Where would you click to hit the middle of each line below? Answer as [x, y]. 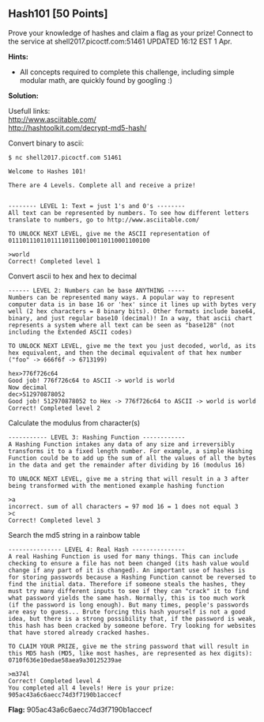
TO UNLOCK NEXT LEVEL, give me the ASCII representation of [109, 233]
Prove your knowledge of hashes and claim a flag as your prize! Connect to [131, 32]
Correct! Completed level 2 [55, 408]
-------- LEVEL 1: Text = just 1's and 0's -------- [97, 206]
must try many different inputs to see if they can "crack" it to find [128, 591]
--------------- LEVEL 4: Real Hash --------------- [97, 550]
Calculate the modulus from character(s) [74, 422]
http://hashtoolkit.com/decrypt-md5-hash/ [77, 127]
